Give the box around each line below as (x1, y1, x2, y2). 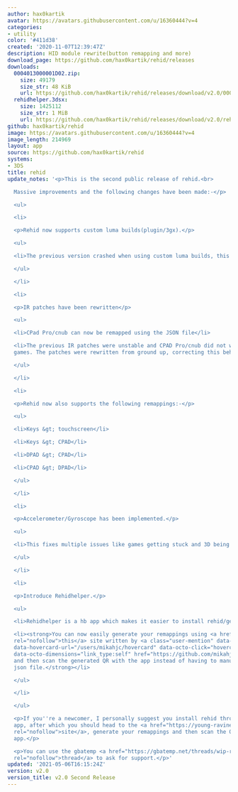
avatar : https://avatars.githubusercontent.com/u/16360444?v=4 (7, 17, 198, 24)
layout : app (7, 143, 42, 150)
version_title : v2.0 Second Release (7, 774, 115, 781)
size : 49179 (20, 76, 55, 84)
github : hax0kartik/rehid (7, 122, 84, 130)
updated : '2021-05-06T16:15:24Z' (7, 761, 106, 768)
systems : (7, 156, 33, 163)
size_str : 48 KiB (20, 83, 72, 90)
